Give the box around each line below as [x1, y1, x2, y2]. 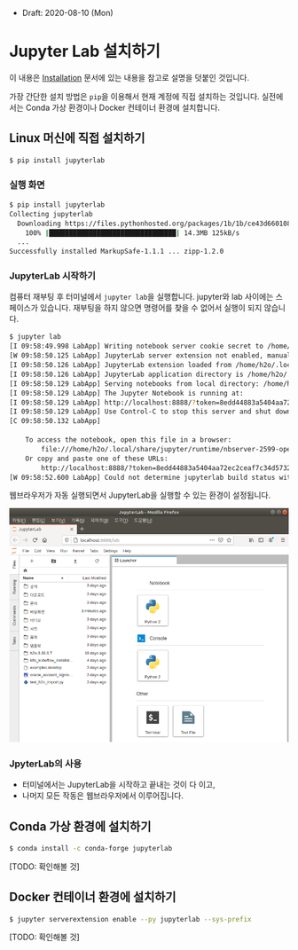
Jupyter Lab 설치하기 [9, 42, 161, 61]
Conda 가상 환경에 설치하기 [9, 819, 152, 834]
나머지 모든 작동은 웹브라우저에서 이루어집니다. [21, 790, 184, 801]
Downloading [17, 219, 62, 228]
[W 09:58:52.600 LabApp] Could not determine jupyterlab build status [9, 473, 276, 482]
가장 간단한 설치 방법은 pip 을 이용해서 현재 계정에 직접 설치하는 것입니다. [9, 90, 260, 101]
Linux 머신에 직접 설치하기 [9, 130, 145, 145]
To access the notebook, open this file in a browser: [25, 436, 232, 444]
